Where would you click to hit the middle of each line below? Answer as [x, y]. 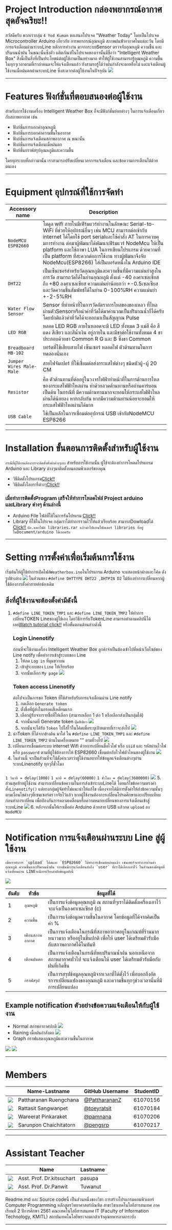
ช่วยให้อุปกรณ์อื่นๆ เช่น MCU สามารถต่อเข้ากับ [102, 230]
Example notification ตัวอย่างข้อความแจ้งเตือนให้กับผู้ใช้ [82, 1005]
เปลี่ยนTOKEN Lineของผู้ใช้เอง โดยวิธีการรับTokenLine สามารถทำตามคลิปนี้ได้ [82, 619]
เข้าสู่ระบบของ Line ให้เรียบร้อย [47, 667]
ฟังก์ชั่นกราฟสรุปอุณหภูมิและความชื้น [43, 150]
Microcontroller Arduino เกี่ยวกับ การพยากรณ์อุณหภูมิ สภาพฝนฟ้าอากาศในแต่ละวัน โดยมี [84, 41]
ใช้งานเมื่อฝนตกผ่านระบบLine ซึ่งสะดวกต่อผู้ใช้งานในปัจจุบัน [56, 70]
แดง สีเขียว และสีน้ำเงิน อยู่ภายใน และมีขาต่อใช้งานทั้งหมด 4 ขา [103, 332]
